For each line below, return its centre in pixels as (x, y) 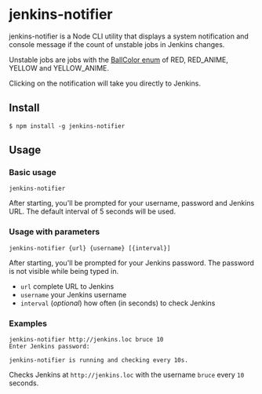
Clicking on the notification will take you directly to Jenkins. (105, 83)
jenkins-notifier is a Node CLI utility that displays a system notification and (129, 36)
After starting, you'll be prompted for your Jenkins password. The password (131, 263)
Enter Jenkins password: (49, 347)
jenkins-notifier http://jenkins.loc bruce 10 (86, 340)
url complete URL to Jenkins (67, 286)
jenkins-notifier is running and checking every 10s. (99, 360)
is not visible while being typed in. (64, 271)
